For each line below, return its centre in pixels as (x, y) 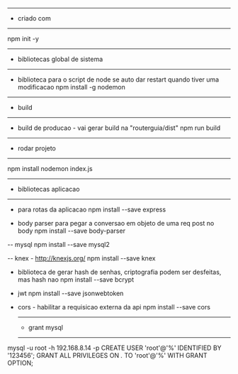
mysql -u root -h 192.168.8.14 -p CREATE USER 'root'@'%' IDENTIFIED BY (114, 348)
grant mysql (46, 328)
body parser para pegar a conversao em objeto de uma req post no (116, 223)
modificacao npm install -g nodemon (71, 87)
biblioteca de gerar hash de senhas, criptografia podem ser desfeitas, (119, 272)
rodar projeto (37, 148)
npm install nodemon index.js (50, 169)
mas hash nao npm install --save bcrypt (76, 280)
